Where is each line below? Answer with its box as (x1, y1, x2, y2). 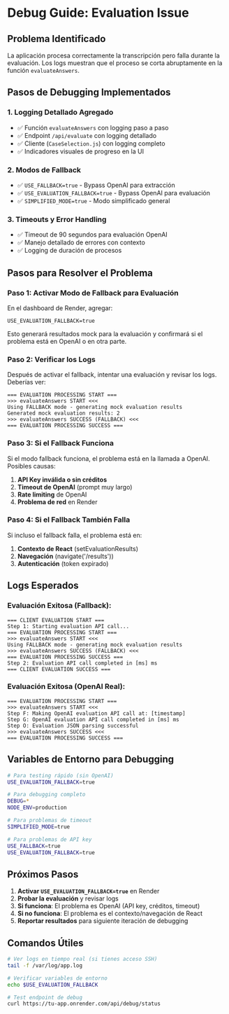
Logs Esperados (7, 580, 79, 592)
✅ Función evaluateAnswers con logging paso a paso (17, 123, 169, 132)
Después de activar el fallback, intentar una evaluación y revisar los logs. (7, 370, 217, 379)
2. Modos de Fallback (7, 165, 82, 174)
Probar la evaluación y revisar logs (17, 894, 119, 903)
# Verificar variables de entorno (7, 975, 108, 982)
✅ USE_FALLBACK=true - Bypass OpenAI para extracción (17, 181, 176, 189)
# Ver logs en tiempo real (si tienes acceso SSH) (7, 956, 158, 963)
